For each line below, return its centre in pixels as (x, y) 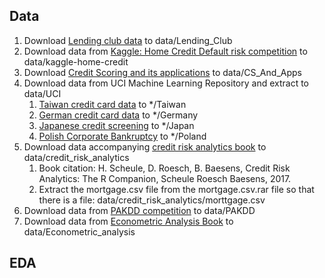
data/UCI (42, 93)
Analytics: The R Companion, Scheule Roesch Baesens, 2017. (165, 178)
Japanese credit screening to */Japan (116, 125)
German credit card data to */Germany (118, 115)
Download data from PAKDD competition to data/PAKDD (139, 210)
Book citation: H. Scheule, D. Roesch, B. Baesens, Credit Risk (164, 168)
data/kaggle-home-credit (76, 61)
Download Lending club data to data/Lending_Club (128, 40)
